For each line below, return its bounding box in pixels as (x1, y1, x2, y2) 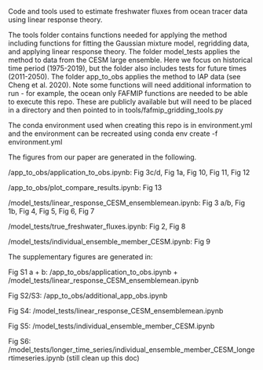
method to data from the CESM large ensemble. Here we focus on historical (8, 55, 253, 64)
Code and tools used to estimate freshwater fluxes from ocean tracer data (8, 7, 248, 16)
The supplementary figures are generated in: (8, 252, 153, 262)
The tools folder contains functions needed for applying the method (8, 31, 228, 39)
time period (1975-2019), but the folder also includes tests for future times (8, 64, 247, 73)
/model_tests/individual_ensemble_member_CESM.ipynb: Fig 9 (8, 237, 210, 246)
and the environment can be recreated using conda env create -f (8, 129, 218, 138)
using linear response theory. (8, 15, 103, 24)
